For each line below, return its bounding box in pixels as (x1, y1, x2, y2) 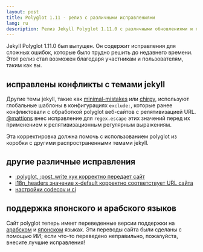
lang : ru (6, 20, 28, 26)
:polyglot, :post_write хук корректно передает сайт (14, 173, 145, 180)
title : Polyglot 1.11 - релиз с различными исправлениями (6, 15, 155, 21)
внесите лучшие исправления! (6, 239, 86, 246)
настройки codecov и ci (14, 185, 77, 193)
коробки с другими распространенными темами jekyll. (6, 139, 149, 147)
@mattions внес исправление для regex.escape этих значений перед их (6, 114, 190, 122)
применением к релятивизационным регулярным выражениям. (6, 121, 172, 128)
